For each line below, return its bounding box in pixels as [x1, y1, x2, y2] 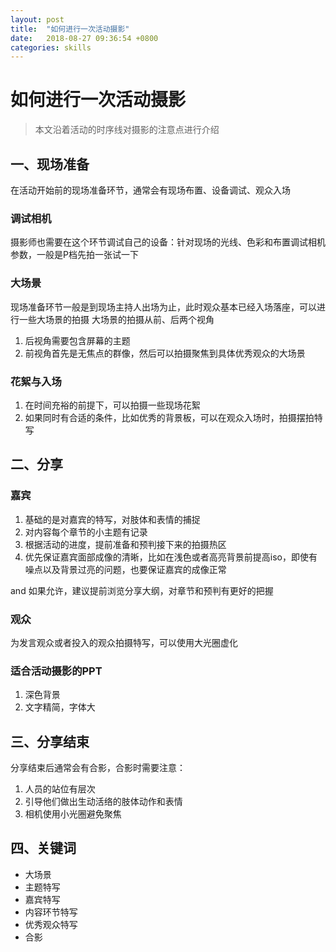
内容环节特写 [24, 906, 78, 918]
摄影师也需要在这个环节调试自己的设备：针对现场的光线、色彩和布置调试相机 [10, 236, 326, 248]
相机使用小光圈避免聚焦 [24, 807, 122, 820]
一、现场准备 [10, 156, 90, 173]
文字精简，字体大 [24, 701, 96, 713]
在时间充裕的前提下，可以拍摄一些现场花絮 [24, 399, 201, 411]
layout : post [10, 14, 65, 25]
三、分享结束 [10, 733, 90, 750]
